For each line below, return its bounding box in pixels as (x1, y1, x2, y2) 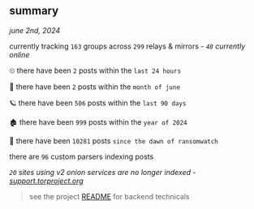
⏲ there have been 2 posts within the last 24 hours (9, 66, 182, 75)
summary (9, 4, 59, 18)
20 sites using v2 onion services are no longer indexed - (9, 167, 196, 177)
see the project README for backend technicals (28, 191, 190, 201)
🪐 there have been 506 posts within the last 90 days (9, 98, 187, 108)
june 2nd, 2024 (9, 25, 61, 35)
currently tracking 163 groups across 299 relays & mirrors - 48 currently (9, 41, 246, 51)
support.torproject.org (9, 176, 84, 186)
